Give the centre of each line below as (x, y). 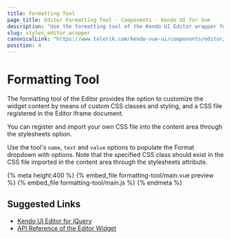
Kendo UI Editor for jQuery (54, 220)
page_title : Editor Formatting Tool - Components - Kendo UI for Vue (109, 20)
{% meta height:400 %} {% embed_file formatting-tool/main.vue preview (111, 175)
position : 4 (24, 45)
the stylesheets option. (40, 134)
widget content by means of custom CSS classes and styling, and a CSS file (114, 106)
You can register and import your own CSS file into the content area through (115, 126)
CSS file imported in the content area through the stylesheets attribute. (108, 162)
